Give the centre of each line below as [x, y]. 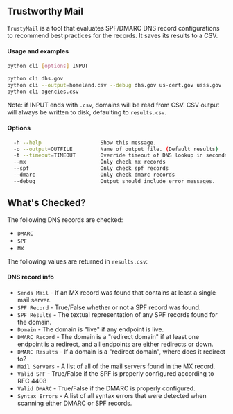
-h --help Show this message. [85, 143]
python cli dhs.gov [35, 78]
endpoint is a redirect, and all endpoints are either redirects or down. [115, 344]
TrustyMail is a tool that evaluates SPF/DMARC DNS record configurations [113, 28]
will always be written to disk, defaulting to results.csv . [87, 112]
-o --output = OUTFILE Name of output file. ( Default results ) [116, 149]
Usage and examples [38, 51]
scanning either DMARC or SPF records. [75, 403]
